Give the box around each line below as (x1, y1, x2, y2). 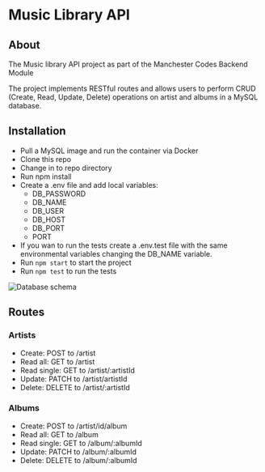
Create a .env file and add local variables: (19, 180, 159, 189)
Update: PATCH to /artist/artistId (19, 374, 128, 384)
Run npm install (19, 172, 72, 181)
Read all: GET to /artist (19, 356, 95, 366)
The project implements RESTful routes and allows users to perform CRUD (8, 83, 256, 93)
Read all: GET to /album (19, 429, 99, 439)
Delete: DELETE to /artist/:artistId (19, 382, 131, 392)
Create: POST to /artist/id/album (19, 421, 128, 431)
